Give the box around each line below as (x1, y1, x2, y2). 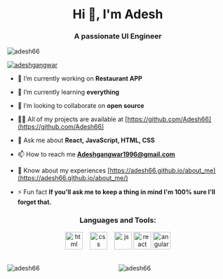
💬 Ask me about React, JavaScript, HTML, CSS (17, 136, 156, 144)
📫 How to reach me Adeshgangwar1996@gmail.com (17, 150, 175, 158)
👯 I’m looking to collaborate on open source (17, 102, 145, 110)
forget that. (17, 198, 52, 206)
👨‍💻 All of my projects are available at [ (17, 115, 128, 123)
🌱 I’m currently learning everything (17, 88, 120, 97)
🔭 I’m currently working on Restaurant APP (17, 74, 142, 83)
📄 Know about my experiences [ (17, 166, 110, 175)
